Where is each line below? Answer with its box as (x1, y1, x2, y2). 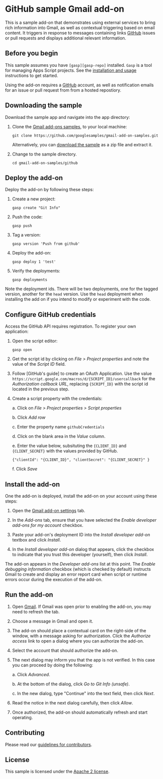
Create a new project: (12, 196, 56, 202)
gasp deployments (12, 277, 48, 282)
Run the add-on (5, 591, 54, 599)
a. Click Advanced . (12, 671, 50, 677)
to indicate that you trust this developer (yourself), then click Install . (12, 552, 148, 557)
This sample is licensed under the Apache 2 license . (5, 769, 109, 775)
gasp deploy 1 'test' (12, 259, 56, 264)
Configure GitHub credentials (5, 311, 96, 319)
